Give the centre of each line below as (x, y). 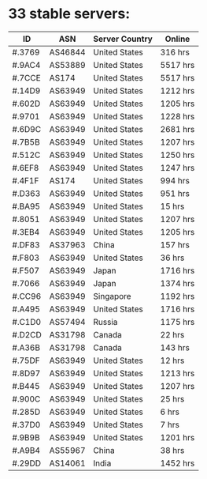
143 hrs (175, 347)
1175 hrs (177, 322)
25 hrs (172, 398)
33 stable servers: (69, 14)
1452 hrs (177, 463)
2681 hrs (177, 129)
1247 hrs (177, 168)
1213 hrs (177, 373)
